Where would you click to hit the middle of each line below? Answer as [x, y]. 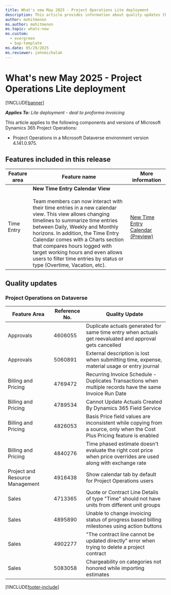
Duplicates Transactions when [122, 380]
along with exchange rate [116, 463]
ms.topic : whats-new [27, 29]
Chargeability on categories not [124, 561]
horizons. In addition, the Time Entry [76, 234]
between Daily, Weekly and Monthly [76, 227]
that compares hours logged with [72, 246]
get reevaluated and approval [121, 339]
